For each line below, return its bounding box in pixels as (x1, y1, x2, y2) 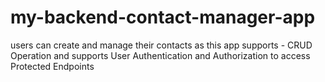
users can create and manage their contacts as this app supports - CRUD (10, 39, 313, 51)
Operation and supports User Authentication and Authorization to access (10, 49, 311, 61)
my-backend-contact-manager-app (10, 6, 316, 29)
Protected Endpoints (10, 60, 95, 72)
